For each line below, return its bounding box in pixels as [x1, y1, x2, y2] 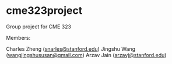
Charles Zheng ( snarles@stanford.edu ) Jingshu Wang [6, 45, 136, 52]
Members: [6, 34, 31, 41]
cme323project [6, 4, 83, 17]
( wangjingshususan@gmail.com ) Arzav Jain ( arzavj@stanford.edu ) [6, 51, 167, 58]
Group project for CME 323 [6, 23, 72, 30]
